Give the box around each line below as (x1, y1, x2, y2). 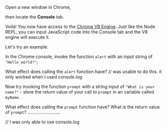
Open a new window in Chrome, (5, 4, 71, 10)
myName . (5, 94, 20, 100)
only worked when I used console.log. (5, 74, 83, 79)
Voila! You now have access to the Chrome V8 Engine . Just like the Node (5, 23, 155, 29)
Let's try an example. (5, 44, 48, 49)
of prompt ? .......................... (5, 109, 61, 115)
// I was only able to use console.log (5, 119, 80, 124)
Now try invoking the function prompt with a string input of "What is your (5, 83, 155, 89)
